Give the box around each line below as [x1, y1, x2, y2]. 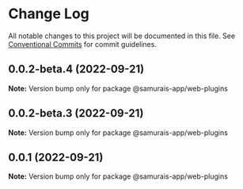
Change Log [8, 5, 89, 23]
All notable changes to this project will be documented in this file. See [8, 31, 236, 40]
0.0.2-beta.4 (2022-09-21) [8, 63, 145, 76]
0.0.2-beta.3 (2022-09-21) [8, 106, 144, 120]
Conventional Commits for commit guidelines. [8, 39, 157, 48]
